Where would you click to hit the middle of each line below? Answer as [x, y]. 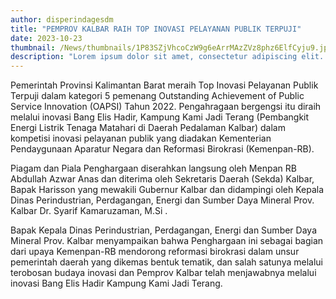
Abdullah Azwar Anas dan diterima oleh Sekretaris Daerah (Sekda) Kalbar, [162, 179]
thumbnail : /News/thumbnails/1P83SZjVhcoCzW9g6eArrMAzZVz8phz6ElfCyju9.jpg [171, 47]
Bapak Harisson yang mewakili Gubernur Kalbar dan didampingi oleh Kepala [167, 190]
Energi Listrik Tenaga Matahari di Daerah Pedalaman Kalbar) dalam [148, 128]
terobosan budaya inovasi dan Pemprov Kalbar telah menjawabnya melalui [163, 273]
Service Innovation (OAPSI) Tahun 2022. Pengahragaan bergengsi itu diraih [166, 107]
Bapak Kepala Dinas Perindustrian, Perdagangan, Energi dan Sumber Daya [163, 230]
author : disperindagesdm [62, 19]
